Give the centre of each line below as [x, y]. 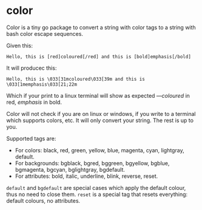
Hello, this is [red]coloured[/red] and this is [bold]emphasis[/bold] [99, 56]
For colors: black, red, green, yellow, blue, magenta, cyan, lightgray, [99, 150]
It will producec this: [32, 68]
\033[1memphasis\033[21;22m [42, 84]
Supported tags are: [31, 138]
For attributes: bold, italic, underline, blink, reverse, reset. [86, 176]
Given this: [20, 46]
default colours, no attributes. [43, 200]
